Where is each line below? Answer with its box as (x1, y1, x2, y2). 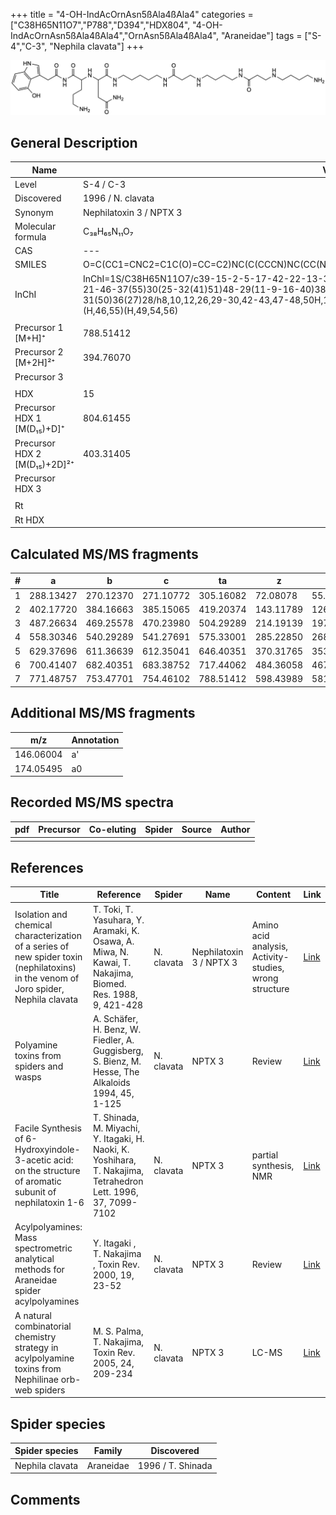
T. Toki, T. (92, 903, 134, 915)
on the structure (14, 1165, 81, 1177)
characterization (14, 930, 82, 942)
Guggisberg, (92, 1044, 144, 1056)
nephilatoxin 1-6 (14, 1197, 85, 1209)
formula (14, 230, 47, 243)
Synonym (14, 206, 54, 218)
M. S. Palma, (92, 1325, 144, 1338)
